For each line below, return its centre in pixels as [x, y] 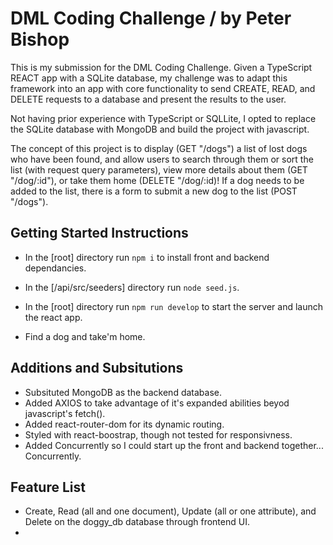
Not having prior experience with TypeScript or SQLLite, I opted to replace [163, 118]
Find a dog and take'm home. [85, 336]
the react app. [53, 317]
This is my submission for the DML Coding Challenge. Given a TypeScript [161, 67]
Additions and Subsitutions [97, 368]
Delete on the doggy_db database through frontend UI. [137, 522]
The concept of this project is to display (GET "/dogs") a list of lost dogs [159, 148]
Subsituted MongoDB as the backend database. [123, 392]
